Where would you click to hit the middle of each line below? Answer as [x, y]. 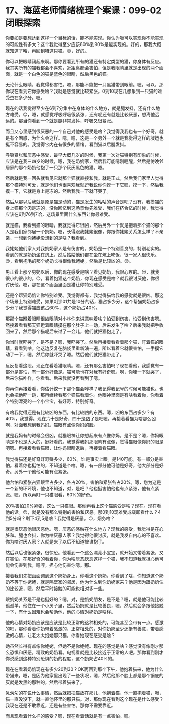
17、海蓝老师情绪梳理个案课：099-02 [83, 10]
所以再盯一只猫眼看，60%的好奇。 [58, 495]
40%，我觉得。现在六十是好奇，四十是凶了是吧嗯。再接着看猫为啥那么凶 [81, 418]
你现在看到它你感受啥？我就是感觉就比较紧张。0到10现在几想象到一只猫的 [82, 91]
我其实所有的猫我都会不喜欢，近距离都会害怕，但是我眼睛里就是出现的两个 [82, 67]
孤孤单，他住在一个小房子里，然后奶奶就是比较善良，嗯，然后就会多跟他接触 [84, 605]
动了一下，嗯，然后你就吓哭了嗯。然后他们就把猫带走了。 [65, 354]
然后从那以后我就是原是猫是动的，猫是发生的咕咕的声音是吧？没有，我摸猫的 [84, 201]
